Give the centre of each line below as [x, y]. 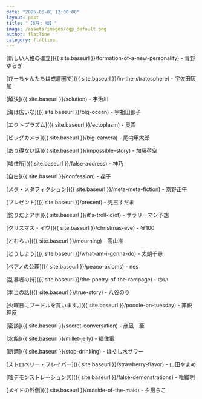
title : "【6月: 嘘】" [32, 23]
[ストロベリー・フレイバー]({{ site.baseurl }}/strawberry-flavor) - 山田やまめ [101, 364]
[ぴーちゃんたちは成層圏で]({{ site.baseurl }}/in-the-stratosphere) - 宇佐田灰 [101, 79]
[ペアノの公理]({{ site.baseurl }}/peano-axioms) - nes [73, 267]
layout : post [23, 18]
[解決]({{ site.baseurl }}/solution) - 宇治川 [57, 99]
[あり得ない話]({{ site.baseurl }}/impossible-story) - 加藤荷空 [82, 150]
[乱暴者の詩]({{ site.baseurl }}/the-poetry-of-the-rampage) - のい [87, 279]
